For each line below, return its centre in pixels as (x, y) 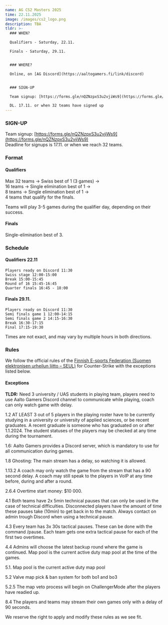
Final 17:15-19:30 (24, 327)
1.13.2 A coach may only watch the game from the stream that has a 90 (78, 470)
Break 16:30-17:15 (24, 323)
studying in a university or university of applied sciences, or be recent (77, 420)
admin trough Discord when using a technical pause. (59, 516)
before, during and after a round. (39, 481)
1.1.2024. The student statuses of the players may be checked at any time (81, 430)
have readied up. (22, 592)
